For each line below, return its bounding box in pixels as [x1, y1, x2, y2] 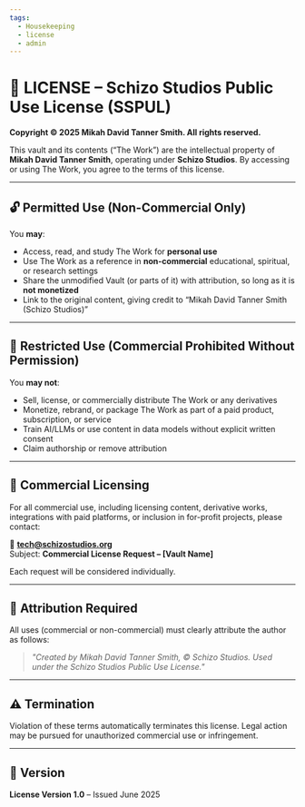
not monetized [22, 285, 79, 295]
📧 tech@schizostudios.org [9, 538, 113, 549]
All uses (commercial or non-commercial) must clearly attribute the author [9, 625, 287, 635]
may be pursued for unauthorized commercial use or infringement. [9, 730, 259, 741]
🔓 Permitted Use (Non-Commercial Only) [9, 200, 247, 215]
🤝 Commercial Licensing [9, 477, 150, 493]
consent [22, 433, 54, 444]
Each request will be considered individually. [9, 566, 176, 576]
